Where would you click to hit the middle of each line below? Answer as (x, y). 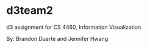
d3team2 (30, 10)
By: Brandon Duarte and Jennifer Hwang (57, 38)
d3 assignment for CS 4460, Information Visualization (74, 27)
